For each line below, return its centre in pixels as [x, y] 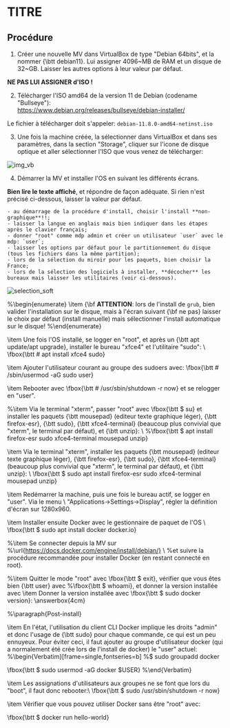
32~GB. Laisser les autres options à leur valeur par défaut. [100, 69]
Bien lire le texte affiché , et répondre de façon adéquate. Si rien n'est [106, 191]
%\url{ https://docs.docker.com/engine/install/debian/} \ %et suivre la [106, 550]
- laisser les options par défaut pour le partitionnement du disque [109, 248]
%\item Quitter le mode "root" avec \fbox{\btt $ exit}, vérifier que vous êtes [114, 578]
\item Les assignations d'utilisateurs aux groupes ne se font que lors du [108, 683]
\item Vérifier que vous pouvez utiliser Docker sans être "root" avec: [104, 704]
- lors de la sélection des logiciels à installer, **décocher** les [109, 272]
